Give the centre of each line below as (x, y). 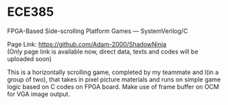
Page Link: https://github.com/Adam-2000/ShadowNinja (87, 44)
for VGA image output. (39, 94)
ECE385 (31, 12)
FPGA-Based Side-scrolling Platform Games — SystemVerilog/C (98, 31)
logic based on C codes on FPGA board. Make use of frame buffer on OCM (113, 86)
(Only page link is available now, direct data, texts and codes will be (103, 51)
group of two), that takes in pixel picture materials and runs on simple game (114, 79)
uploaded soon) (30, 58)
